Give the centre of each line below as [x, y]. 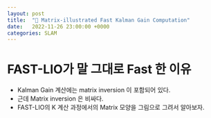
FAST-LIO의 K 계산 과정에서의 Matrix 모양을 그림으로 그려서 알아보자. [111, 108]
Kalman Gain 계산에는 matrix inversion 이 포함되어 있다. [94, 90]
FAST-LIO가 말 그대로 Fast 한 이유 [99, 69]
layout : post [26, 14]
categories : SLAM [32, 33]
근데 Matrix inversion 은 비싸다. [60, 99]
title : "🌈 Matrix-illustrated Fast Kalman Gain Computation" [99, 20]
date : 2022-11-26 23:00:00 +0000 [58, 26]
